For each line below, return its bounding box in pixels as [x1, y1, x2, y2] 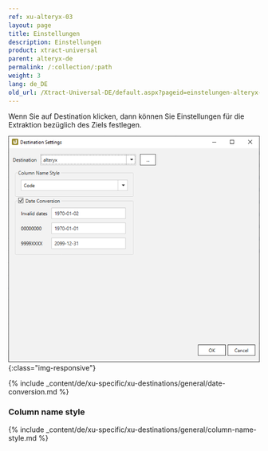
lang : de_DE [8, 80, 48, 88]
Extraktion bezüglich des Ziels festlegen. [8, 120, 142, 129]
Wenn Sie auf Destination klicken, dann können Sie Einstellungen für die [8, 112, 245, 121]
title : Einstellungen [8, 29, 81, 37]
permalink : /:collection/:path [8, 64, 112, 72]
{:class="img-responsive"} [8, 363, 97, 372]
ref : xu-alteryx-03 [8, 13, 73, 21]
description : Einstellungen [8, 38, 102, 46]
